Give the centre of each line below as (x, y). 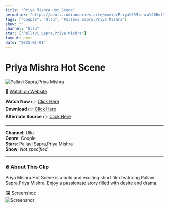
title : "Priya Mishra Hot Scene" (40, 10)
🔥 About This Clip (27, 167)
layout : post (19, 38)
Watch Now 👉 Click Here (32, 101)
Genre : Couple (21, 138)
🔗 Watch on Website (26, 91)
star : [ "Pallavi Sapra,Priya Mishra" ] (46, 33)
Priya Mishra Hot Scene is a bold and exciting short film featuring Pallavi (80, 177)
